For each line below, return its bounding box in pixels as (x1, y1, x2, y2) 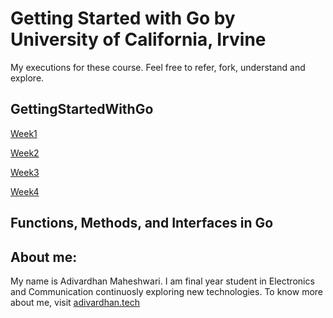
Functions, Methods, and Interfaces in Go (10, 215, 274, 232)
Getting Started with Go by (10, 7, 236, 30)
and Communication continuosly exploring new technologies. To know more (10, 285, 324, 297)
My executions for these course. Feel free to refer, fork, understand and (10, 61, 306, 73)
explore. (10, 72, 45, 84)
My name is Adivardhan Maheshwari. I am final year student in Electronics (10, 275, 315, 287)
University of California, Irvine (10, 28, 267, 51)
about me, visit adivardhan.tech (10, 296, 140, 308)
